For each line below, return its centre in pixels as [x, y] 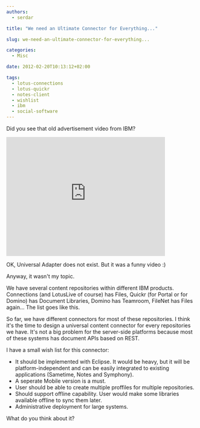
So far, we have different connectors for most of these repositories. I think [98, 319]
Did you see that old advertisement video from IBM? [71, 128]
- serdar [23, 18]
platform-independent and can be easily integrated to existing [92, 368]
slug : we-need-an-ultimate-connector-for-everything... [78, 39]
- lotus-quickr [31, 89]
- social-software [35, 112]
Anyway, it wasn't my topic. [40, 276]
